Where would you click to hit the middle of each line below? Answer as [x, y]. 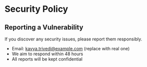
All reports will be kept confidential [47, 59]
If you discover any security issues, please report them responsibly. [73, 39]
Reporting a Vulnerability [44, 27]
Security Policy [37, 9]
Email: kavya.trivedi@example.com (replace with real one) [71, 49]
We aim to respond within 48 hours [47, 54]
